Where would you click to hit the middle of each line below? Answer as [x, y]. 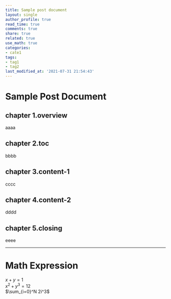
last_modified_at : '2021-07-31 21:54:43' [50, 72]
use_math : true [21, 43]
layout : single [21, 15]
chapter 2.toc [27, 144]
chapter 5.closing [34, 228]
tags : [11, 57]
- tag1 [12, 62]
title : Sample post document [36, 10]
